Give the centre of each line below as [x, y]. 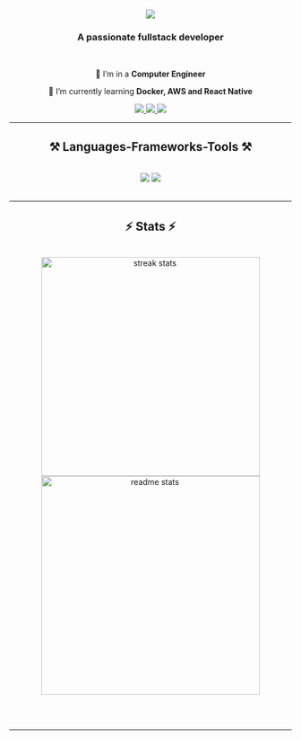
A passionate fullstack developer [150, 38]
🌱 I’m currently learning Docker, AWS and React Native [150, 92]
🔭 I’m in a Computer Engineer [150, 74]
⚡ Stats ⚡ [150, 226]
